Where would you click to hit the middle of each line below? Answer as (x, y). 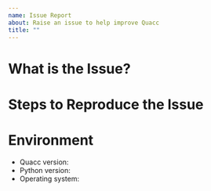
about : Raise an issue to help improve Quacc (84, 23)
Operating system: (49, 178)
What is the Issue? (69, 68)
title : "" (24, 30)
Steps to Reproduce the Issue (106, 105)
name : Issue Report (40, 15)
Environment (51, 140)
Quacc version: (44, 162)
